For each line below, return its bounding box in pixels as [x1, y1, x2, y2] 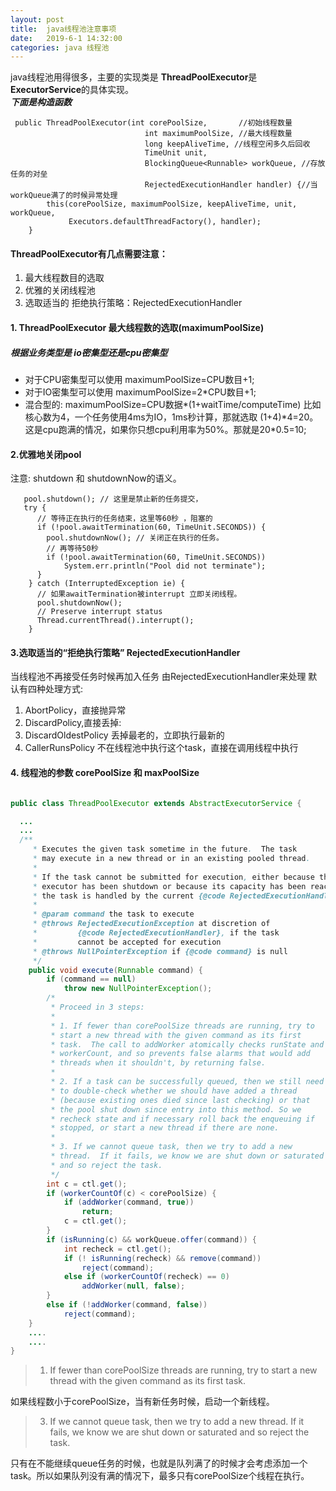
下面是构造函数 [10, 96, 72, 108]
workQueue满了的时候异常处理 [10, 191, 118, 201]
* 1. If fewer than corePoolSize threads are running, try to [50, 1021, 315, 1031]
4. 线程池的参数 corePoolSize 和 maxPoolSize [10, 767, 200, 779]
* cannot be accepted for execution [32, 937, 222, 947]
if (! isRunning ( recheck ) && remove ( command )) [63, 1253, 262, 1263]
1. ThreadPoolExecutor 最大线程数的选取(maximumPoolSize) [10, 322, 265, 334]
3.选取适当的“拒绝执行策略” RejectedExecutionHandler [10, 646, 241, 658]
